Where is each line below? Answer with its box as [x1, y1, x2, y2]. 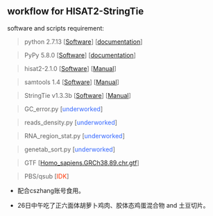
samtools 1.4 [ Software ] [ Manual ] [24, 78, 119, 86]
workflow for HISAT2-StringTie [7, 6, 144, 17]
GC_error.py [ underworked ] [24, 104, 103, 113]
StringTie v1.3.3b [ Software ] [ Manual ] [24, 91, 132, 99]
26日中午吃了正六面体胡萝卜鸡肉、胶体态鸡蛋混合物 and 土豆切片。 [17, 201, 210, 209]
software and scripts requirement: [7, 24, 104, 32]
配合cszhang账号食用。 [17, 186, 85, 194]
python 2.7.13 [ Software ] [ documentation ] [24, 38, 143, 46]
